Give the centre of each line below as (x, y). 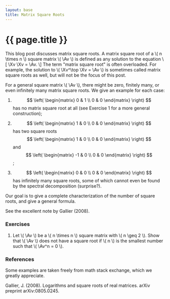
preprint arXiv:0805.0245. (32, 291)
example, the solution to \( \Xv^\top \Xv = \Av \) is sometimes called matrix (83, 70)
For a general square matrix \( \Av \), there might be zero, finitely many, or (82, 85)
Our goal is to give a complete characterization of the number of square (80, 196)
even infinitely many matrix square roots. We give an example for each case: (85, 90)
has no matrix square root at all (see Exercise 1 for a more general (81, 108)
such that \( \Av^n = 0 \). (38, 246)
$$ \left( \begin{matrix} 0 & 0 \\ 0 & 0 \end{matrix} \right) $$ (89, 173)
